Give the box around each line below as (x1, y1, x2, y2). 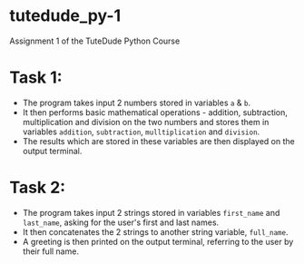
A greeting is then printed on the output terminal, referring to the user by (22, 236, 294, 247)
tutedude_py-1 (9, 5, 122, 26)
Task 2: (9, 178, 66, 198)
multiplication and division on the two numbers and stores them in (22, 116, 270, 127)
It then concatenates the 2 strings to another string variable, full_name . (22, 226, 289, 237)
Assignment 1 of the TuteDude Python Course (9, 35, 181, 46)
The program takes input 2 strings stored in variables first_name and (22, 207, 280, 218)
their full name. (22, 246, 80, 257)
